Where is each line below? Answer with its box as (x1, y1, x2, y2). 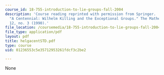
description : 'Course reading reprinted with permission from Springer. (5, 12, 156, 16)
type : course (5, 43, 32, 48)
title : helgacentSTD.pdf (5, 39, 56, 44)
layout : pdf (5, 34, 29, 39)
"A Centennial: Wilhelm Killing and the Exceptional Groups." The (9, 16, 147, 21)
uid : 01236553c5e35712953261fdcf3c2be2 (5, 47, 86, 52)
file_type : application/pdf (5, 30, 62, 34)
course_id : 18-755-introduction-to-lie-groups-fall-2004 (5, 7, 123, 12)
